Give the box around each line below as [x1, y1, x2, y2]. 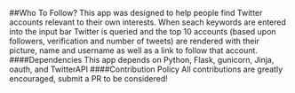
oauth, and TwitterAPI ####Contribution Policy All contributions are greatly [9, 64, 283, 74]
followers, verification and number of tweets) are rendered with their [9, 35, 260, 46]
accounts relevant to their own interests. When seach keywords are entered [9, 17, 287, 27]
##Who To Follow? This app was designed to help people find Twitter [9, 8, 263, 18]
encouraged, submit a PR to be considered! [9, 74, 169, 83]
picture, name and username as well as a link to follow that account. [9, 45, 258, 56]
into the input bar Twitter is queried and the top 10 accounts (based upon [9, 27, 277, 36]
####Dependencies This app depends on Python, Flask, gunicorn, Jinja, [9, 55, 275, 65]
